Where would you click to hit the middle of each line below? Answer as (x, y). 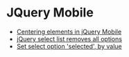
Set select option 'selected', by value (69, 46)
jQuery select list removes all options (69, 38)
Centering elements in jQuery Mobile (69, 32)
